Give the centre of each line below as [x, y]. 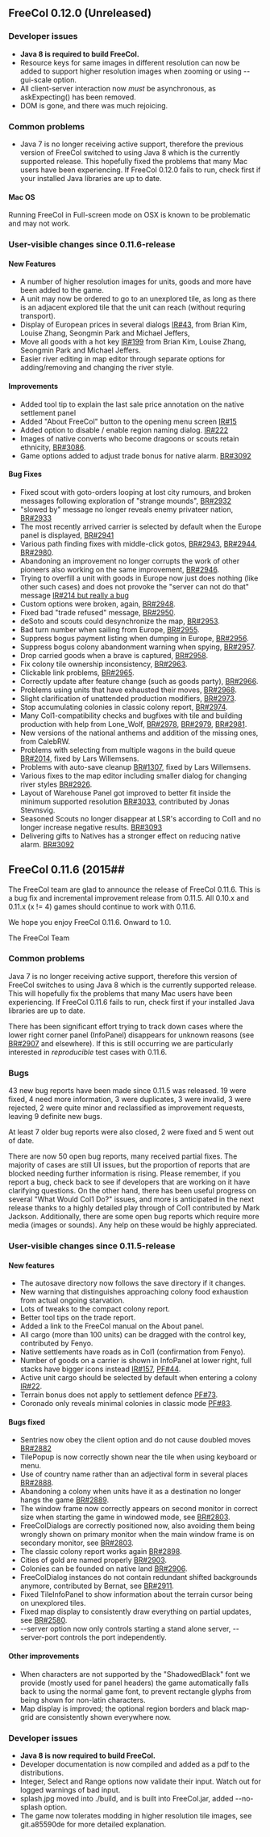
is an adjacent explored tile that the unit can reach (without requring [133, 307]
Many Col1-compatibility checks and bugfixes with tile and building [131, 716]
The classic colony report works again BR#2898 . [101, 1552]
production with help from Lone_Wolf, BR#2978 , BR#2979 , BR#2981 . [133, 724]
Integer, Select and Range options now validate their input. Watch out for [141, 1781]
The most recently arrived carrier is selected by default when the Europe [141, 526]
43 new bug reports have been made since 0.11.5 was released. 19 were [127, 1091]
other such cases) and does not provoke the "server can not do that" [135, 586]
